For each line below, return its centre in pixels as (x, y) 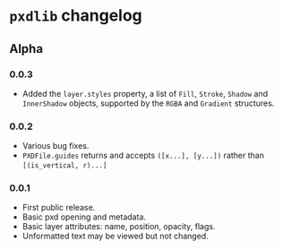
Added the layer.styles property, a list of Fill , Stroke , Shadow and (145, 93)
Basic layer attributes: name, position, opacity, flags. (119, 227)
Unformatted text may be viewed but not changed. (115, 236)
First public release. (59, 208)
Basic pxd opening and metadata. (84, 217)
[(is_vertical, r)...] (64, 166)
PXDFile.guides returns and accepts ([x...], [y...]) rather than (143, 155)
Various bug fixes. (56, 146)
